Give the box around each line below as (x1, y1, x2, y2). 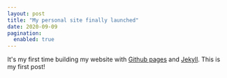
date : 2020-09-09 (7, 23, 58, 30)
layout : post (7, 10, 45, 17)
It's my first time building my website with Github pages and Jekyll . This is (7, 55, 221, 63)
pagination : (7, 29, 42, 37)
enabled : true (13, 36, 54, 43)
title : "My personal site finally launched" (7, 17, 139, 24)
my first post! (7, 63, 45, 71)
